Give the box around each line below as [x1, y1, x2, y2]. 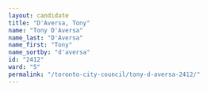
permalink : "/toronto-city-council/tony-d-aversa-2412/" [8, 70, 201, 78]
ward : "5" [8, 63, 41, 71]
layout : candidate [8, 11, 69, 20]
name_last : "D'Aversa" [8, 33, 83, 42]
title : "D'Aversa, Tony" [8, 19, 91, 27]
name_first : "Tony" [8, 41, 73, 49]
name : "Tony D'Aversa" [8, 26, 83, 34]
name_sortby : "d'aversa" [8, 48, 91, 56]
